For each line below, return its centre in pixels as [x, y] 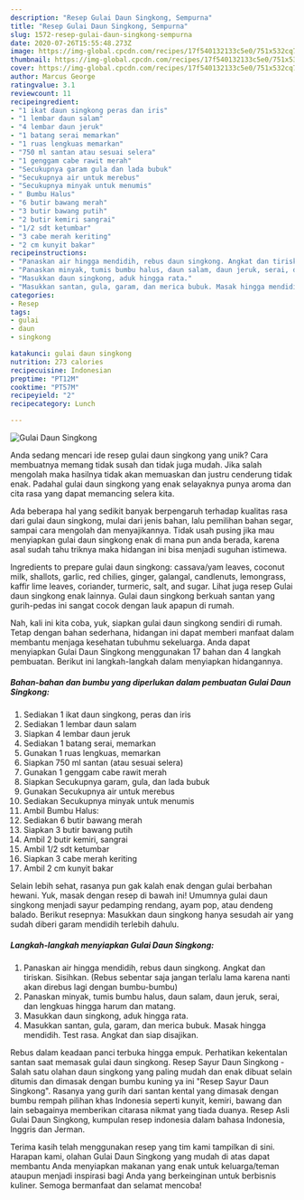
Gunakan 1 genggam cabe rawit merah [95, 772]
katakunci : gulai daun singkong [71, 354]
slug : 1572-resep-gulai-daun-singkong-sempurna [101, 34]
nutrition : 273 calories [57, 362]
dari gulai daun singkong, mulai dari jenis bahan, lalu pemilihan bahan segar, [152, 520]
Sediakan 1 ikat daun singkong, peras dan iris [107, 714]
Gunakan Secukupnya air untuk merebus [99, 791]
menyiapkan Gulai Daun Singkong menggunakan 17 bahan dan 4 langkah [146, 652]
